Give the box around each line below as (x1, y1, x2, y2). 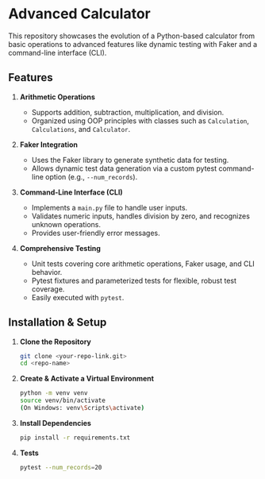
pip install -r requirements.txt (19, 434, 131, 442)
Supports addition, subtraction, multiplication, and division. (31, 107, 225, 117)
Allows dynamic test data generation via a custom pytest (31, 164, 217, 173)
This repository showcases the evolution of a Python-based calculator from (8, 31, 255, 41)
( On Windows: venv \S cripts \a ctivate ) (19, 404, 145, 412)
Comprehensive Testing (19, 243, 102, 253)
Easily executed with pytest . (31, 292, 125, 302)
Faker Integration (19, 140, 78, 149)
